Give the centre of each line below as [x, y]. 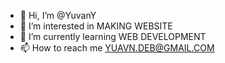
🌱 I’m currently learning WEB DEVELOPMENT [113, 36]
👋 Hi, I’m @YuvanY [58, 15]
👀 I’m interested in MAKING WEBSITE [96, 26]
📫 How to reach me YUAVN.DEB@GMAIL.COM [117, 48]
